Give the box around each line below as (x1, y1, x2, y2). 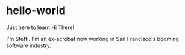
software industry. (6, 42, 51, 49)
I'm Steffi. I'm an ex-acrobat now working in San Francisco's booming (6, 35, 180, 42)
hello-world (6, 4, 66, 18)
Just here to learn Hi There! (6, 24, 75, 31)
